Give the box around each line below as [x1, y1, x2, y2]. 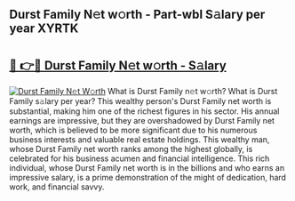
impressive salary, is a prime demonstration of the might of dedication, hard [9, 173, 287, 182]
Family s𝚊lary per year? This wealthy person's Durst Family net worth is [9, 96, 272, 106]
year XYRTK [9, 21, 79, 36]
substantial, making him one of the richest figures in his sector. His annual [9, 106, 280, 117]
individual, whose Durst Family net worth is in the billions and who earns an [9, 163, 285, 173]
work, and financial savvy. [9, 181, 105, 192]
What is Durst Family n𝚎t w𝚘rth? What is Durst [108, 86, 278, 96]
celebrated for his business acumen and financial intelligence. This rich [9, 153, 270, 164]
